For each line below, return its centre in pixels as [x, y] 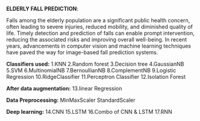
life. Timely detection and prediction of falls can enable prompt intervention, [100, 33]
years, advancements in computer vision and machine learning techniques [99, 46]
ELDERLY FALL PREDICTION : [42, 9]
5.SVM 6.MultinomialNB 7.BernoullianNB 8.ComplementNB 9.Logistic [91, 70]
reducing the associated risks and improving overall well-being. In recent [97, 39]
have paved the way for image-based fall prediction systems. [82, 52]
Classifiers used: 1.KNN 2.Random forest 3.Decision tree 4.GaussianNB [95, 64]
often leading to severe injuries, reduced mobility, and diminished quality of [100, 27]
